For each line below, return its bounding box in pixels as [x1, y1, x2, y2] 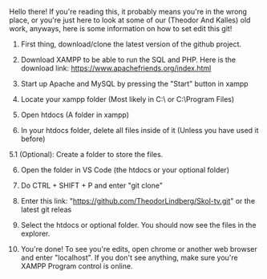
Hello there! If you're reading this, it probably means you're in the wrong [9, 7, 248, 16]
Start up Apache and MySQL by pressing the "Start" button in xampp [20, 79, 249, 88]
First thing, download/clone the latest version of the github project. [20, 39, 242, 49]
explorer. [20, 228, 51, 238]
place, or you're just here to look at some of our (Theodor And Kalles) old [9, 15, 251, 25]
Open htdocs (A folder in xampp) [20, 110, 130, 119]
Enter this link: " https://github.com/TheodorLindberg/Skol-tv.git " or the [20, 196, 256, 205]
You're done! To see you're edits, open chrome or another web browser [20, 245, 257, 253]
